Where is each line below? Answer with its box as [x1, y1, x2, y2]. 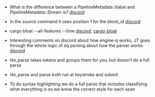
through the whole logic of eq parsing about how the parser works [9, 43, 143, 48]
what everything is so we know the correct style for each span [9, 86, 136, 92]
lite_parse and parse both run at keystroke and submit [9, 72, 118, 77]
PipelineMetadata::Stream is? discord [9, 9, 85, 15]
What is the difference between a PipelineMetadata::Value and [9, 4, 135, 10]
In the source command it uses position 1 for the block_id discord [9, 19, 140, 24]
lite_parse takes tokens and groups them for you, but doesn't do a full [9, 57, 150, 63]
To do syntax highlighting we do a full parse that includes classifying [9, 81, 148, 87]
